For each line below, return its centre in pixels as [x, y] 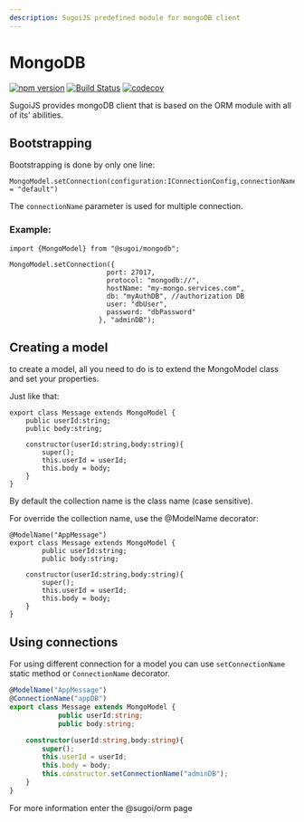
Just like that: [34, 397]
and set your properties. [54, 379]
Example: [30, 230]
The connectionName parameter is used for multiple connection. [126, 206]
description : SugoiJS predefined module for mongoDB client [125, 18]
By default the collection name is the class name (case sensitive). [131, 501]
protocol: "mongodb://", [153, 280]
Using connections [64, 642]
